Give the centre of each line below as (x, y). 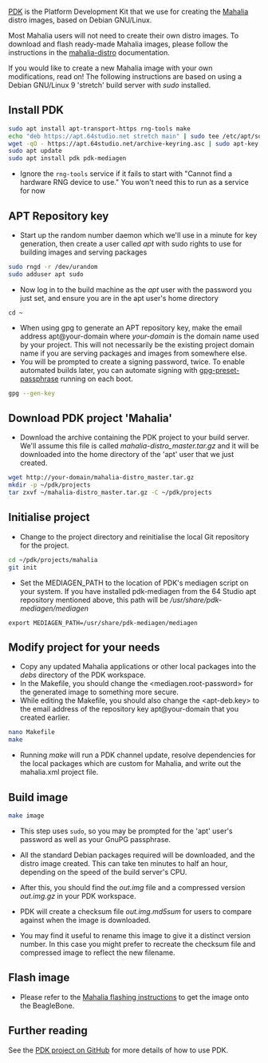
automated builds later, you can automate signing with (108, 370)
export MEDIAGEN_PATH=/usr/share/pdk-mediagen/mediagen (103, 623)
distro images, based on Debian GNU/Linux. (80, 20)
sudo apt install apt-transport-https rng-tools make (100, 128)
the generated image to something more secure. (99, 692)
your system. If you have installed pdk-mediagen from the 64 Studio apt (138, 591)
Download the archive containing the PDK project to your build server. (134, 437)
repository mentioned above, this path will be (94, 600)
